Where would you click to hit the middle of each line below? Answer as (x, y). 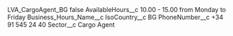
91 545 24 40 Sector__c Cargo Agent (61, 25)
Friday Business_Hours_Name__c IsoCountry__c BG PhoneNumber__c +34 (115, 17)
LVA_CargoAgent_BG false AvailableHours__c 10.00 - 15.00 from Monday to (117, 10)
